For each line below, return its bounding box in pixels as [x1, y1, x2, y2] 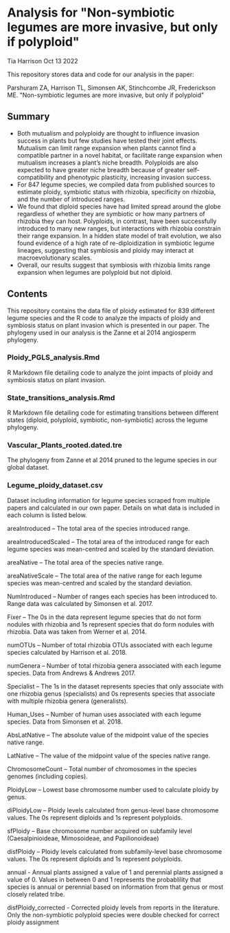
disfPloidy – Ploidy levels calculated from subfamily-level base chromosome [7, 847, 222, 855]
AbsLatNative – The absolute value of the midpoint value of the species [7, 731, 209, 739]
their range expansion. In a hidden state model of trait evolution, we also [16, 231, 222, 240]
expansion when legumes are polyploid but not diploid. [16, 268, 173, 276]
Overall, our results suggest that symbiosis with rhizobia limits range [16, 260, 211, 269]
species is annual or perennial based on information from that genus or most [7, 883, 224, 891]
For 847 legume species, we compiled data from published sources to [16, 180, 216, 189]
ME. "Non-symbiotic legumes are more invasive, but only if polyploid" [7, 91, 205, 99]
